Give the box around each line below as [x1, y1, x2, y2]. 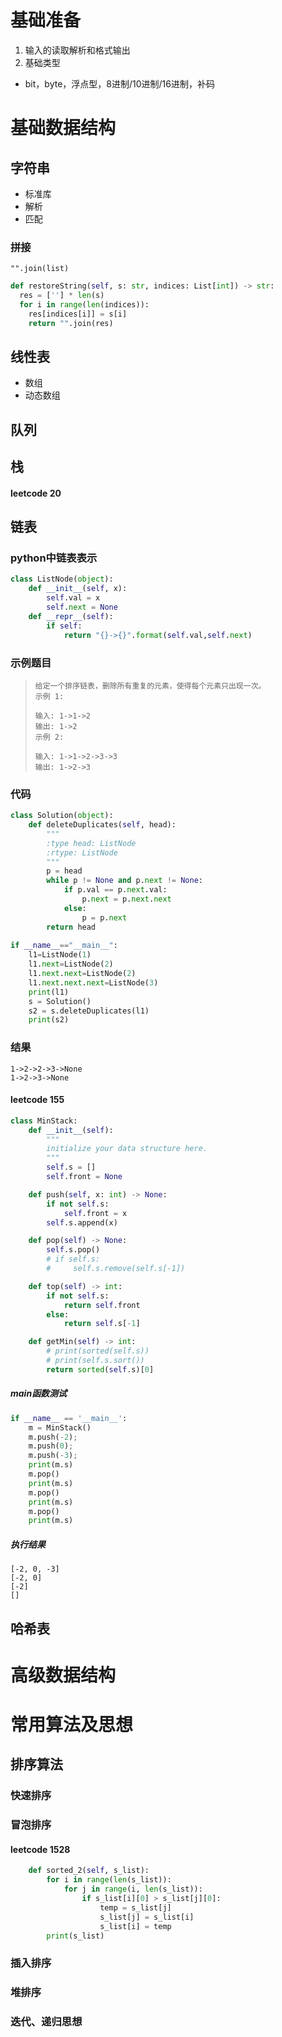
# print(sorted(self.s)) [46, 1346, 150, 1356]
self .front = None [46, 1172, 123, 1182]
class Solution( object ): [10, 811, 114, 821]
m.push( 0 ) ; [28, 1441, 74, 1451]
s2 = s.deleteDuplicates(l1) [28, 1006, 150, 1016]
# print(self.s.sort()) [46, 1356, 145, 1366]
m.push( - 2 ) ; [28, 1432, 78, 1442]
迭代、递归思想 [10, 2015, 83, 2029]
